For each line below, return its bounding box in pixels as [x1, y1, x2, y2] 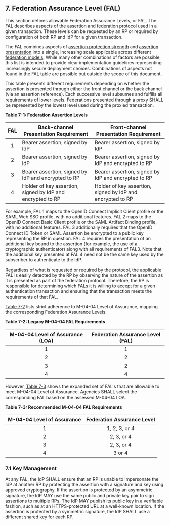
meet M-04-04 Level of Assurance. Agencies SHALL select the [5, 388, 137, 395]
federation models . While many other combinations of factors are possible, [5, 54, 161, 60]
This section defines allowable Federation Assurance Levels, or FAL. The [5, 17, 157, 23]
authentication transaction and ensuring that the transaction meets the [5, 288, 152, 294]
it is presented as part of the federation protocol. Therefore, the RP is [5, 277, 149, 283]
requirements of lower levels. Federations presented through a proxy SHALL [5, 96, 164, 103]
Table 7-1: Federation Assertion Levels [5, 112, 88, 118]
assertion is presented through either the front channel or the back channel [5, 86, 162, 92]
